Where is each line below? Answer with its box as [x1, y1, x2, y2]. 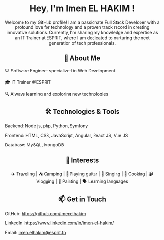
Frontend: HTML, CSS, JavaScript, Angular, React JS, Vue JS [5, 132, 128, 138]
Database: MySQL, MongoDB [5, 142, 65, 147]
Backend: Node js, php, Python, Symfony [5, 123, 88, 129]
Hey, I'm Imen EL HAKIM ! [29, 3, 135, 14]
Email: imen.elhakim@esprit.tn [5, 230, 66, 236]
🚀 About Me [64, 54, 101, 63]
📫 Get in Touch [58, 195, 107, 203]
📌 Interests [65, 156, 99, 164]
